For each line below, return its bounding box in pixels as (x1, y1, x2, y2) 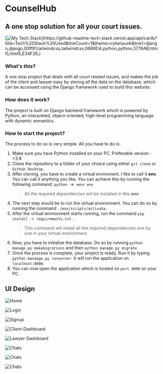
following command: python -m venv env (12, 181, 93, 187)
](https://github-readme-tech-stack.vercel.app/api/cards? (41, 35, 158, 41)
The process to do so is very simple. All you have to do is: (5, 141, 121, 146)
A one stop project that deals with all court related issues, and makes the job (5, 74, 159, 80)
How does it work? (5, 96, 50, 103)
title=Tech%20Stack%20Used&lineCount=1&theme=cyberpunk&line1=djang (5, 40, 157, 46)
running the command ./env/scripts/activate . (12, 205, 107, 211)
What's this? (5, 63, 36, 70)
